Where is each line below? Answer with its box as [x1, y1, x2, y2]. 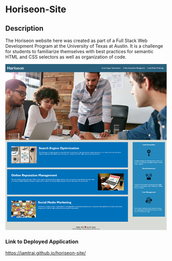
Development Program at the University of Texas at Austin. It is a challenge [5, 43, 163, 49]
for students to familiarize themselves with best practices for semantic [5, 49, 154, 54]
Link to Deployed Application [5, 238, 79, 245]
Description [5, 24, 44, 33]
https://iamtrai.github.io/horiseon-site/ [5, 250, 86, 256]
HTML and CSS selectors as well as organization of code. [5, 54, 127, 60]
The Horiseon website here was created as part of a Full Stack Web [5, 37, 147, 43]
